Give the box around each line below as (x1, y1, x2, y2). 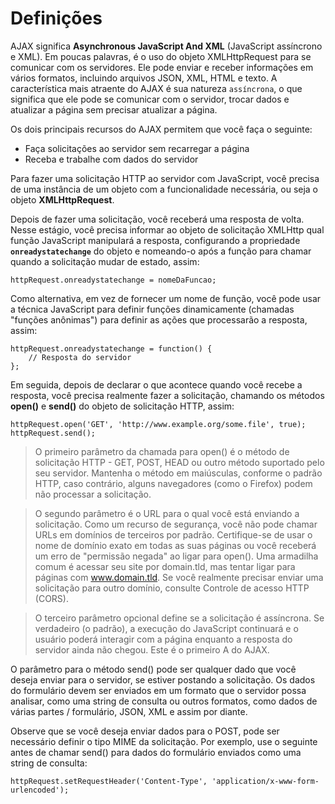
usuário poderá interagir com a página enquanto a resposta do (34, 633, 293, 645)
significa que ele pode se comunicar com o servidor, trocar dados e (10, 93, 290, 105)
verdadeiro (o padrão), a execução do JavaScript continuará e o (34, 622, 299, 634)
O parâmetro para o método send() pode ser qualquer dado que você (10, 663, 297, 675)
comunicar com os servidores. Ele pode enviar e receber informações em (10, 61, 314, 73)
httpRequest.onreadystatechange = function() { (10, 343, 213, 354)
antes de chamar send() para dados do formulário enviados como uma (10, 746, 302, 758)
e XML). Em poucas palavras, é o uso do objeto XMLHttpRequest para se (10, 50, 312, 62)
